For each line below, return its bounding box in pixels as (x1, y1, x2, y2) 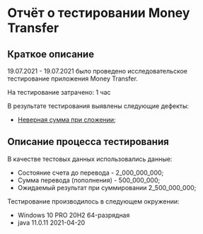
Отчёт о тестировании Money (7, 5, 190, 21)
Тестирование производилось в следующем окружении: (7, 197, 180, 206)
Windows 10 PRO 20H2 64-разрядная (17, 211, 130, 219)
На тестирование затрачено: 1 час (7, 88, 111, 96)
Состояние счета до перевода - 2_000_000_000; (17, 168, 164, 177)
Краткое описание (7, 48, 94, 60)
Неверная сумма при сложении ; (17, 115, 117, 124)
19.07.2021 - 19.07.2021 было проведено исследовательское (7, 67, 187, 75)
